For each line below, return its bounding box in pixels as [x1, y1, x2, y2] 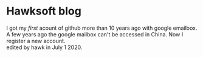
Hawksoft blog [6, 4, 82, 18]
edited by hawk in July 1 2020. [6, 44, 83, 51]
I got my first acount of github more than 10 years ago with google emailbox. [6, 24, 198, 32]
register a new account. [6, 37, 66, 44]
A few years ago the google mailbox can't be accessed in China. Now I [6, 30, 184, 38]
